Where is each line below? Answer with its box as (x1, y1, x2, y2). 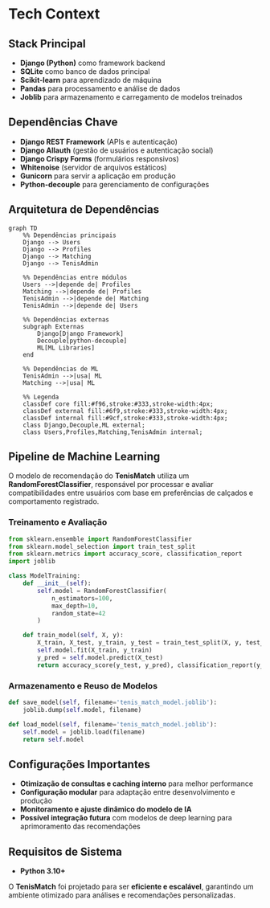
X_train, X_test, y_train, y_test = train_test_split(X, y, (37, 639, 243, 647)
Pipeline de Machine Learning (8, 450, 161, 464)
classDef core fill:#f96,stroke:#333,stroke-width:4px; (22, 399, 215, 408)
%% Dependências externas (22, 315, 110, 324)
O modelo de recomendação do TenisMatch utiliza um (8, 471, 190, 481)
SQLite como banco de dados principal (19, 67, 150, 76)
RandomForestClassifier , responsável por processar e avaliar (8, 480, 214, 489)
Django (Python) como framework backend (19, 58, 166, 67)
